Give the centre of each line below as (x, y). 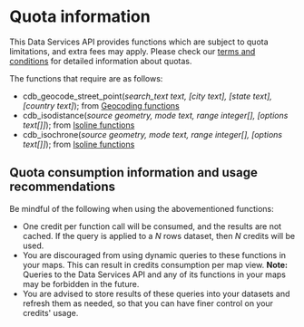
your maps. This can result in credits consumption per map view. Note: (155, 264)
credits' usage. (50, 313)
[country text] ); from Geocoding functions (101, 105)
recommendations (63, 187)
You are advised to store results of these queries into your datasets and (156, 293)
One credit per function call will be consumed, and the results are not (152, 226)
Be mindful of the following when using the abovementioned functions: (142, 208)
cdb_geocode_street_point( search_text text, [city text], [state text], (147, 96)
